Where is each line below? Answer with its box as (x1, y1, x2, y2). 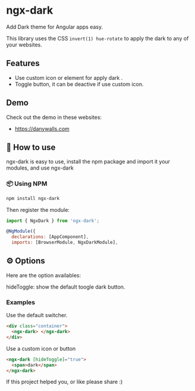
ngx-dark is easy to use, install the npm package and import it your (6, 158, 171, 165)
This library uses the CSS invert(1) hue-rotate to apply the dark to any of (6, 35, 189, 42)
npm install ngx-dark (6, 195, 60, 201)
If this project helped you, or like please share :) (6, 379, 123, 386)
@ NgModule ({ (6, 229, 36, 234)
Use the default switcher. (6, 312, 68, 319)
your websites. (6, 41, 43, 48)
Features (6, 58, 40, 68)
